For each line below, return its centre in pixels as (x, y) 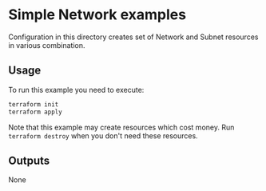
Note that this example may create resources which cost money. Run (121, 127)
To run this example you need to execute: (76, 90)
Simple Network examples (97, 15)
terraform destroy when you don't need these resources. (103, 135)
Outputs (29, 160)
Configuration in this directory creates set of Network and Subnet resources (133, 37)
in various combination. (47, 45)
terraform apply (35, 112)
